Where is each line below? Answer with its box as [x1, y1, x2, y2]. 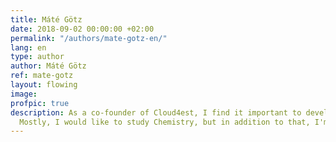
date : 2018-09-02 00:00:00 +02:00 [10, 24, 155, 34]
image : [10, 89, 38, 99]
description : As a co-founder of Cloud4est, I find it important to [10, 107, 302, 118]
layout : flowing [10, 80, 78, 90]
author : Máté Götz [10, 61, 87, 71]
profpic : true [10, 98, 70, 108]
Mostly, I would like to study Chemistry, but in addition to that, [19, 117, 311, 127]
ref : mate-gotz [10, 71, 74, 81]
